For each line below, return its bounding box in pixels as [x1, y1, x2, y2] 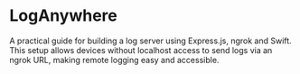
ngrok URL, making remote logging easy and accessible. [9, 54, 220, 65]
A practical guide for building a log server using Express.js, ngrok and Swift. [9, 35, 292, 46]
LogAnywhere [9, 5, 117, 26]
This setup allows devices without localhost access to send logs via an [9, 44, 273, 55]
